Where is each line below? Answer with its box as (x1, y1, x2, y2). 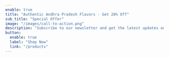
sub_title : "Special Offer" (5, 16, 64, 21)
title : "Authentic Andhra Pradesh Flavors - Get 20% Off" (5, 12, 129, 17)
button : (5, 30, 22, 35)
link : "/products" (10, 44, 49, 49)
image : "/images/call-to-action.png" (5, 21, 84, 26)
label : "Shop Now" (10, 40, 49, 45)
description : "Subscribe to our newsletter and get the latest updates (5, 26, 158, 31)
